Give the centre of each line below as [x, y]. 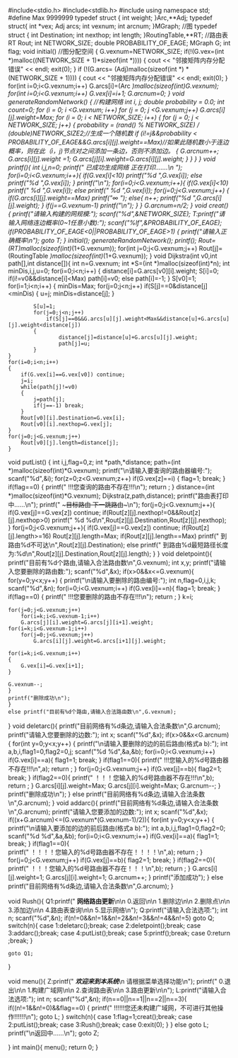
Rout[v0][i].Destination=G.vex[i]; [73, 418]
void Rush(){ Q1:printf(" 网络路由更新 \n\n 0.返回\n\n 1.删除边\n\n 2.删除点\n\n [119, 901]
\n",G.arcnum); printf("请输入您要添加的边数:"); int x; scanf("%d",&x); [108, 812]
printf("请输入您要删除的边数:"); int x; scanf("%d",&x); [86, 735]
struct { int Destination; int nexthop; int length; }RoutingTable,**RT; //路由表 [118, 35]
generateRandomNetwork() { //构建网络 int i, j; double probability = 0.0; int [116, 102]
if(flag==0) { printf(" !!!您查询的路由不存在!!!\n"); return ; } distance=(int [111, 487]
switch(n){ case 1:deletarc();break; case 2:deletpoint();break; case [105, 926]
